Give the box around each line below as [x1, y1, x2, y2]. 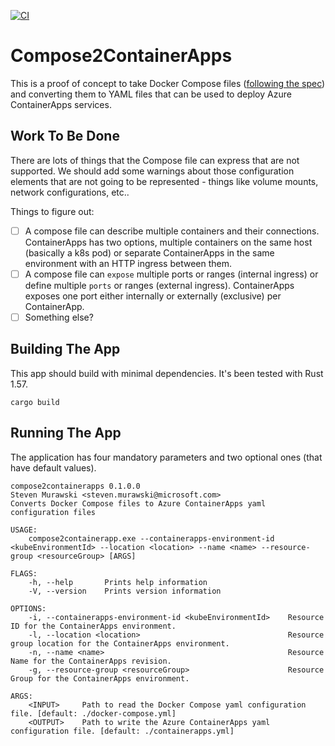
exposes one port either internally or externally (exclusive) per [24, 290, 282, 302]
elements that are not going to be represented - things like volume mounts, [10, 175, 319, 187]
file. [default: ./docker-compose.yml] [10, 708, 177, 719]
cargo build [10, 397, 60, 407]
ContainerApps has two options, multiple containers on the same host [24, 236, 313, 248]
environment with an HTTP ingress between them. [24, 257, 233, 269]
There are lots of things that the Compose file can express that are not [10, 154, 300, 166]
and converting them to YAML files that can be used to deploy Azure [10, 88, 292, 100]
